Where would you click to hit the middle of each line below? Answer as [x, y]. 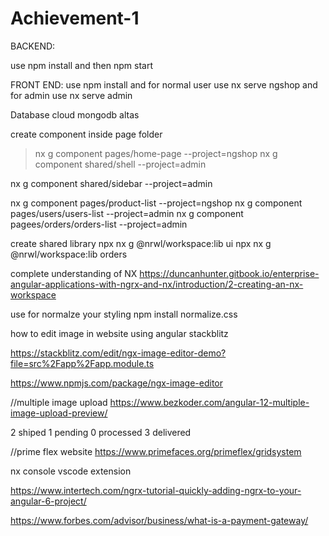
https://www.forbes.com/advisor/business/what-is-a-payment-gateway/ [159, 520]
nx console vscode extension [71, 471]
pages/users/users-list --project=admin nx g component [127, 213]
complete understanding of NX [74, 273]
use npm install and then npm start [81, 65]
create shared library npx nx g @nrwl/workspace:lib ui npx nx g [141, 243]
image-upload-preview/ [59, 413]
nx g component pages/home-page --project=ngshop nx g [156, 153]
